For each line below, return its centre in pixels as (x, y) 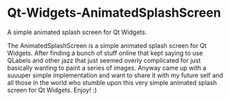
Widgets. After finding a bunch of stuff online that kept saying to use (105, 53)
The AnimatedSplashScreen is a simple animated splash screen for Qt (107, 45)
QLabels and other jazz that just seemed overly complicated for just (104, 60)
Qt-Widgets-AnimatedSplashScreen (114, 13)
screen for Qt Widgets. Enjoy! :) (52, 90)
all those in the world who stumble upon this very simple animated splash (112, 82)
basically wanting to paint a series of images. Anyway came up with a (107, 68)
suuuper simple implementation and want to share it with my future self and (115, 75)
